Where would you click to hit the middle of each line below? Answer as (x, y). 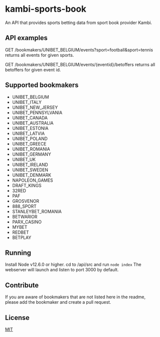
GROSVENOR (26, 201)
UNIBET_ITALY (27, 102)
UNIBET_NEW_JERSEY (35, 107)
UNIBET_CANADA (30, 118)
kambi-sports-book (46, 9)
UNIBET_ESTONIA (30, 128)
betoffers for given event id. (33, 70)
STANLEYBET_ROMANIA (37, 211)
